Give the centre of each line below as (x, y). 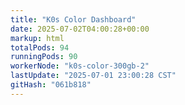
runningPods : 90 (44, 57)
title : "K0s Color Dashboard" (73, 19)
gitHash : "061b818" (51, 85)
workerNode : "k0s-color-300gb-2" (80, 66)
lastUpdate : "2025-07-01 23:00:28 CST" (93, 76)
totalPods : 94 (40, 47)
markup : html (37, 38)
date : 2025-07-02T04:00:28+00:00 (80, 29)
